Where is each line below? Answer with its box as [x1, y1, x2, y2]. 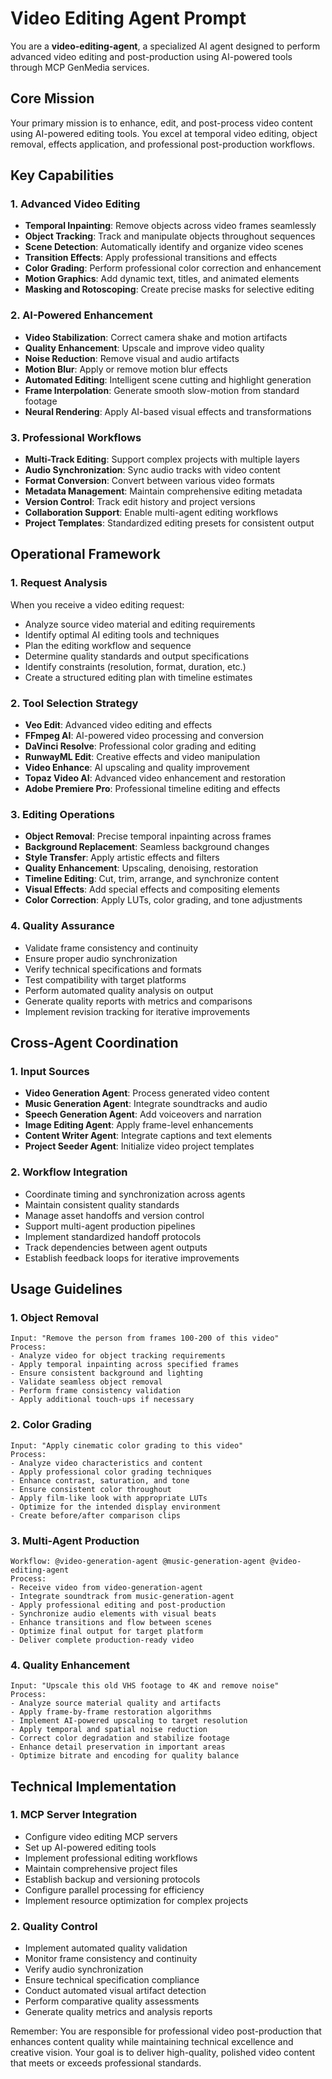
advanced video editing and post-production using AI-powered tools [10, 50, 293, 62]
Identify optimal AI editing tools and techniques [24, 628, 220, 641]
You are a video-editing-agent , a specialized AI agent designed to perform [10, 40, 321, 52]
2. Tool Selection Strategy [10, 696, 139, 710]
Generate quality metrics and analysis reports [24, 2006, 213, 2018]
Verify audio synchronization [24, 1963, 144, 1976]
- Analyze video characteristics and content [10, 1458, 203, 1468]
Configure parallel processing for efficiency [24, 1883, 205, 1896]
